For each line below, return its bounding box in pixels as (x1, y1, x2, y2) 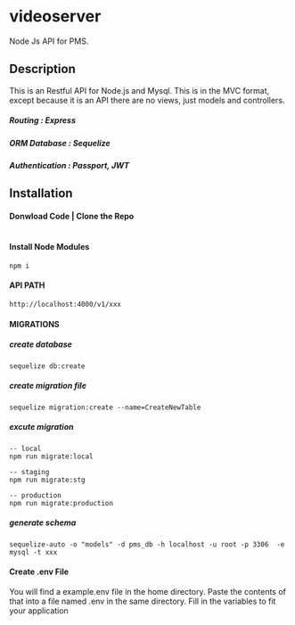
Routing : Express (9, 115, 76, 126)
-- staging (9, 467, 50, 476)
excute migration (9, 422, 74, 432)
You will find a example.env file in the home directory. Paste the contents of (9, 586, 287, 596)
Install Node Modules (9, 242, 90, 252)
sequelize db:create (9, 361, 86, 371)
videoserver (9, 6, 102, 27)
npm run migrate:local (9, 452, 94, 461)
